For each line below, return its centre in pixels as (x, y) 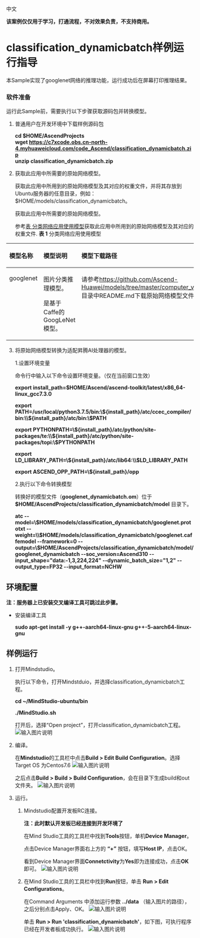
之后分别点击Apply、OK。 (55, 909)
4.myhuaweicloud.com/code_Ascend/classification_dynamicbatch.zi (103, 148)
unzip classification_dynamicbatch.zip (64, 161)
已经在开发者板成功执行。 (55, 929)
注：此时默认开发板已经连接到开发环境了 (73, 823)
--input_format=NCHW (93, 567)
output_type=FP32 (39, 567)
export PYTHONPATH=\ (45, 430)
